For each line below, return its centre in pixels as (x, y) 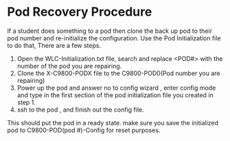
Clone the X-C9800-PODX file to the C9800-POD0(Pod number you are (119, 73)
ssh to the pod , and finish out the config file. (80, 110)
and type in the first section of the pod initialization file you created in (115, 95)
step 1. (26, 102)
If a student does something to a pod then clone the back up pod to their (110, 31)
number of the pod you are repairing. (69, 66)
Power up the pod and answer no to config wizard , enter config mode (116, 88)
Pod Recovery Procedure (80, 12)
